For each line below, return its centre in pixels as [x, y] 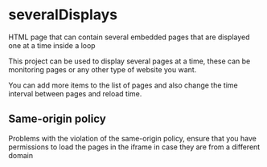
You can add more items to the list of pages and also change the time [123, 85]
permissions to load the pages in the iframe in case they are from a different [134, 147]
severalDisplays [63, 15]
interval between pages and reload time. [75, 93]
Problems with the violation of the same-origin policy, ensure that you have [133, 138]
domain [21, 155]
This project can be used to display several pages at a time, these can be [129, 61]
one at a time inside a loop [52, 45]
